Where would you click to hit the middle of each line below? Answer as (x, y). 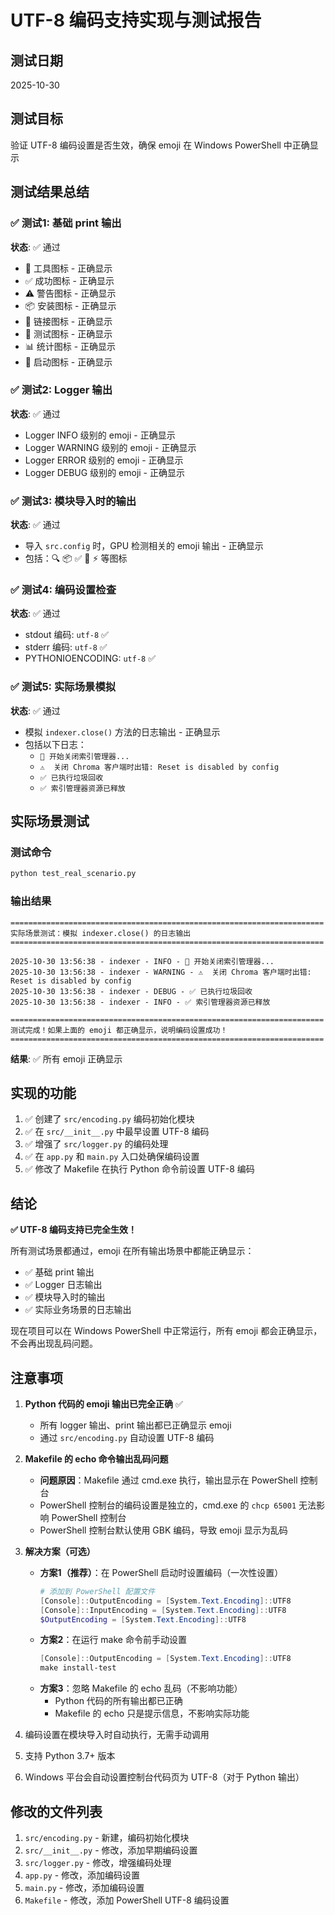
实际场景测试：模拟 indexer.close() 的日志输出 (101, 933)
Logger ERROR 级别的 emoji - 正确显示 (104, 460)
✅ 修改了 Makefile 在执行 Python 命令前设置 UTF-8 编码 (139, 1169)
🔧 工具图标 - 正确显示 (68, 268)
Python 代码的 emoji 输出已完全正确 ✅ (103, 1403)
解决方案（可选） (60, 1551)
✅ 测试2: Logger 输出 (61, 390)
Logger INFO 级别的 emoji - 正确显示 (100, 435)
